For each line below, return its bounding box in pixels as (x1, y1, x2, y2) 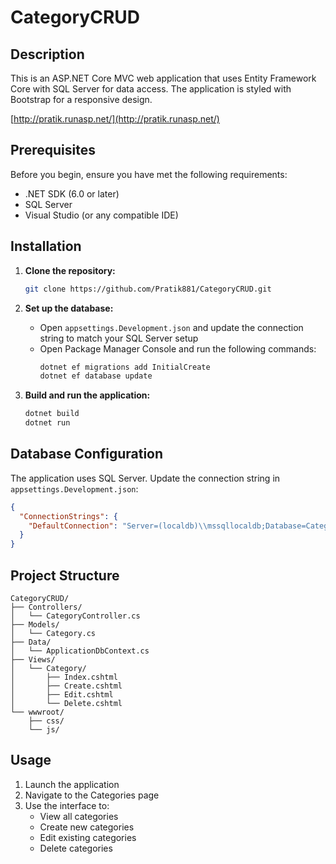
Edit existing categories (39, 831, 137, 843)
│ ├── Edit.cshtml (10, 690, 114, 700)
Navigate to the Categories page (24, 789, 160, 801)
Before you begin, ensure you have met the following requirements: (10, 168, 288, 180)
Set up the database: (24, 302, 114, 314)
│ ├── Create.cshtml (10, 681, 123, 691)
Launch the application (24, 778, 120, 790)
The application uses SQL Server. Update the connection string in (10, 472, 281, 484)
